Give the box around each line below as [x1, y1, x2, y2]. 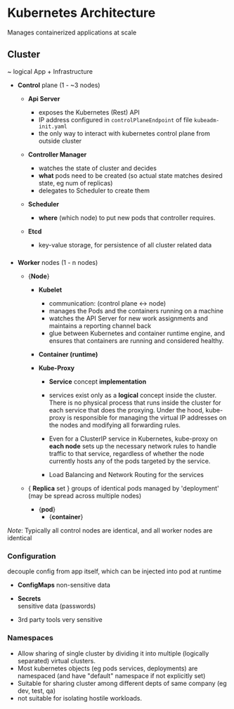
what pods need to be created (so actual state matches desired [38, 171, 223, 180]
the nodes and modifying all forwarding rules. [48, 421, 181, 429]
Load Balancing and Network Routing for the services [48, 471, 204, 479]
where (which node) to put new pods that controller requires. [38, 213, 216, 222]
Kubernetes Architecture [7, 5, 156, 21]
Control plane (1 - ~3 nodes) [17, 81, 100, 89]
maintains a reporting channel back [48, 322, 152, 330]
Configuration [7, 552, 56, 561]
